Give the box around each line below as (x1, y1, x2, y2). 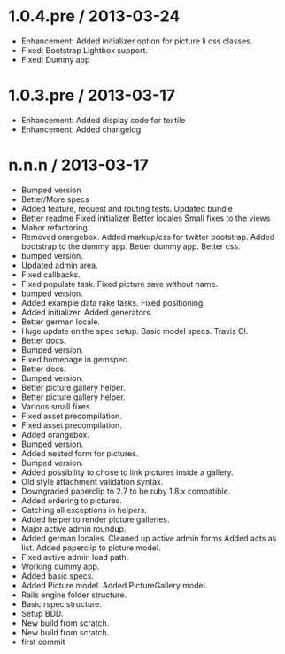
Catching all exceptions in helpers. (20, 504, 148, 515)
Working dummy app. (20, 561, 100, 572)
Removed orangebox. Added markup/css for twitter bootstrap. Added (20, 231, 275, 242)
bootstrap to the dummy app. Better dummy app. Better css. (20, 241, 241, 252)
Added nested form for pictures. (20, 448, 139, 458)
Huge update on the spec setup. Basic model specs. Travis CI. (20, 325, 249, 336)
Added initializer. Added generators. (20, 307, 153, 317)
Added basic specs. (20, 570, 95, 581)
